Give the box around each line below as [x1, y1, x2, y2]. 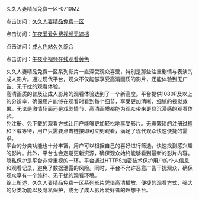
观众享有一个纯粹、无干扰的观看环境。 [6, 172, 99, 179]
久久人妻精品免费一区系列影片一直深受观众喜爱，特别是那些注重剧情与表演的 [6, 68, 193, 75]
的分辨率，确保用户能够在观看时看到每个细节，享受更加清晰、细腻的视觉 [6, 98, 182, 105]
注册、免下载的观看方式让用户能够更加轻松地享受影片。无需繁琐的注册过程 [11, 120, 193, 127]
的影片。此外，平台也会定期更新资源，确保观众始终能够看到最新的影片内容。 [6, 150, 193, 156]
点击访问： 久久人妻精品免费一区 [6, 18, 84, 25]
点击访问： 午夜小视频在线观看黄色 [6, 56, 89, 62]
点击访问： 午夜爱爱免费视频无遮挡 [6, 30, 89, 37]
